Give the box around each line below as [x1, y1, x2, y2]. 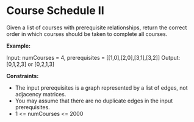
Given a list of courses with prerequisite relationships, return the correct [6, 24, 187, 31]
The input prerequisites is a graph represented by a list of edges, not [15, 84, 188, 91]
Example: [6, 42, 31, 49]
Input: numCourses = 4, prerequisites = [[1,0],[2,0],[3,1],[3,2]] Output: [6, 54, 181, 61]
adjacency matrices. [15, 90, 66, 98]
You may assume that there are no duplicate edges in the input [15, 97, 173, 104]
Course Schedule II [6, 4, 105, 18]
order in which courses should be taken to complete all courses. [6, 30, 168, 37]
